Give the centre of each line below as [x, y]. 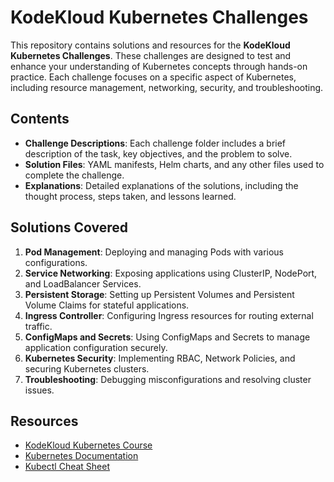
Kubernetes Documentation [81, 456]
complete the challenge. [74, 175]
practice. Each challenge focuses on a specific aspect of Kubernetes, [153, 77]
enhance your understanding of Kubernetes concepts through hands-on [159, 66]
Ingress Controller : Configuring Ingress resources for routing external [169, 315]
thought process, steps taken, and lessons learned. [130, 196]
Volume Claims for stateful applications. [107, 305]
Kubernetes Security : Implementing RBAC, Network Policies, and [160, 358]
